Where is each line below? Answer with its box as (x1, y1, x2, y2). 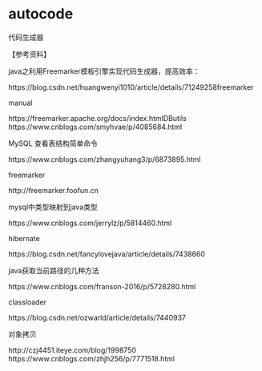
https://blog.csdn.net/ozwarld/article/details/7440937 (8, 313, 187, 322)
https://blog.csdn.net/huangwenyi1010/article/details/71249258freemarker (8, 82, 254, 92)
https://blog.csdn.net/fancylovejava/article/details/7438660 (8, 249, 206, 259)
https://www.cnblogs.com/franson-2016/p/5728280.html (8, 281, 196, 291)
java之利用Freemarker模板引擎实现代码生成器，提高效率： (8, 66, 200, 76)
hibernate (8, 233, 40, 243)
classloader (8, 297, 46, 307)
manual (8, 98, 33, 107)
